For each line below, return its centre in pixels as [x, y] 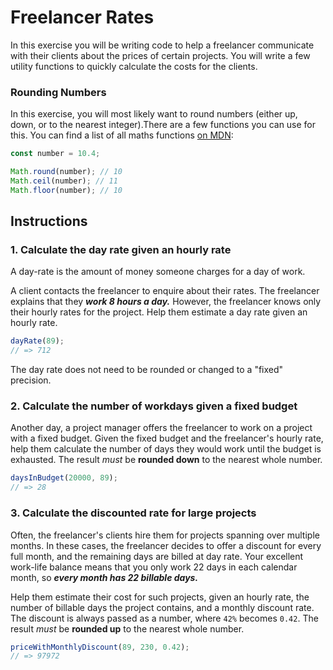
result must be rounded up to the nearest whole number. [127, 628]
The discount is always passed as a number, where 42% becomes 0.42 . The [164, 618]
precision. [31, 380]
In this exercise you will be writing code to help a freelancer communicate [162, 45]
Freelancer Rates [82, 17]
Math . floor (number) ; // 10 [66, 190]
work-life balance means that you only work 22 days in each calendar [154, 567]
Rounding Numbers [58, 92]
